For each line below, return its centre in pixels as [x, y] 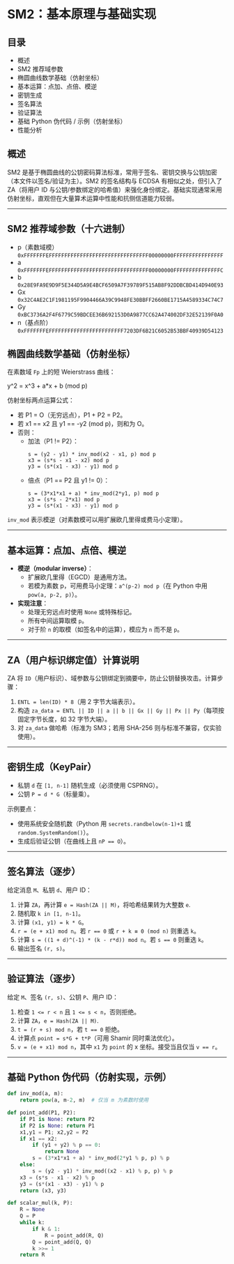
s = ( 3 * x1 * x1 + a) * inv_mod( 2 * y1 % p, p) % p [101, 1158]
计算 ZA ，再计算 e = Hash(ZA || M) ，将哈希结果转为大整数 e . [104, 904]
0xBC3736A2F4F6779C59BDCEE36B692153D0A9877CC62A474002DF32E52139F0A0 [120, 314]
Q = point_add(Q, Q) [62, 1242]
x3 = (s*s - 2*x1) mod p [64, 500]
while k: [32, 1223]
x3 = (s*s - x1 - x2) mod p [68, 461]
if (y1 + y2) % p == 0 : [67, 1145]
